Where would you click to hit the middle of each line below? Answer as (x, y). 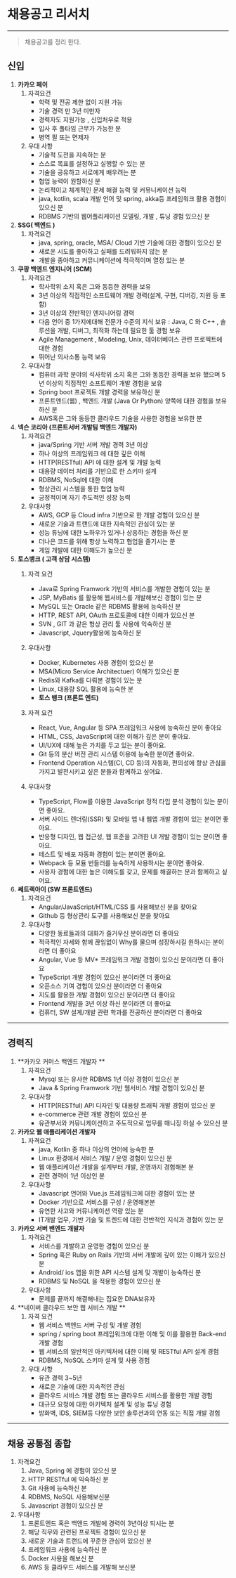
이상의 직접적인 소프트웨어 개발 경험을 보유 (104, 383)
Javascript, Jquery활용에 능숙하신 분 (90, 633)
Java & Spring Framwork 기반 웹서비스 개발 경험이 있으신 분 (122, 1087)
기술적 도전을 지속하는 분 (72, 155)
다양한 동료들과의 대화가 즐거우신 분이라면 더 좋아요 (109, 933)
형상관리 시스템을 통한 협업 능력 (81, 489)
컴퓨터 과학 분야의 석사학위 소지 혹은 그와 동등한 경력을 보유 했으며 (129, 374)
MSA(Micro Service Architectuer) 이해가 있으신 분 (109, 671)
